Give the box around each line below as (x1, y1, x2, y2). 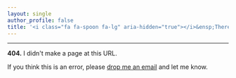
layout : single (7, 10, 52, 18)
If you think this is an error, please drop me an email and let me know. (7, 63, 209, 71)
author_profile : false (7, 17, 74, 24)
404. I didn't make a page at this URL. (7, 49, 117, 58)
